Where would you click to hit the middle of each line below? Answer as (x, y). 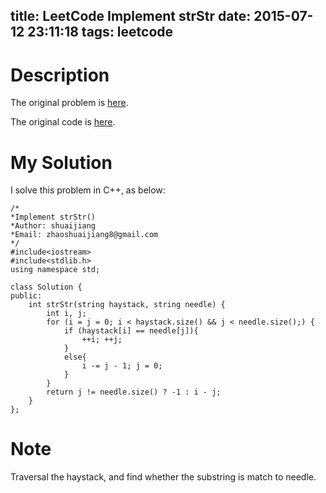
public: (26, 296)
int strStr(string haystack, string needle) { (127, 305)
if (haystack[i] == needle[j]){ (131, 331)
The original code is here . (63, 122)
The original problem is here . (69, 103)
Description (60, 75)
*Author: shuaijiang (53, 226)
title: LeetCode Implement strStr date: (131, 16)
